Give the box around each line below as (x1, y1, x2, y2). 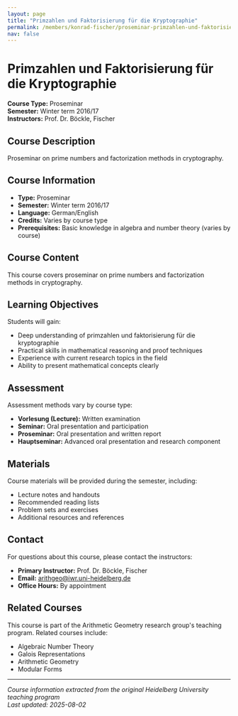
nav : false (7, 30, 40, 38)
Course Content (7, 251, 79, 264)
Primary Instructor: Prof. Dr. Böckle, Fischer (17, 566, 147, 575)
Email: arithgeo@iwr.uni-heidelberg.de (17, 573, 131, 582)
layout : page (7, 10, 46, 18)
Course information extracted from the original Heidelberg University (7, 685, 209, 693)
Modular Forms (17, 665, 62, 673)
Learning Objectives (7, 299, 99, 311)
